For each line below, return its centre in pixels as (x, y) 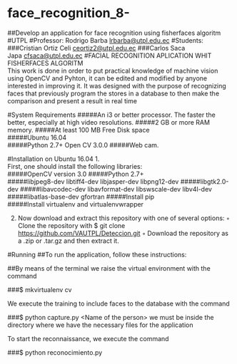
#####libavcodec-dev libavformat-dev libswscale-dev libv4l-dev (116, 189)
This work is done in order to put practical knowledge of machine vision (113, 71)
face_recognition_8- (69, 13)
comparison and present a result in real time (72, 100)
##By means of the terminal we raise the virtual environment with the (109, 268)
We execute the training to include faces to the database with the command (118, 303)
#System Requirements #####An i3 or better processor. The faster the (111, 115)
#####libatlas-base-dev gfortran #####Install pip (81, 197)
